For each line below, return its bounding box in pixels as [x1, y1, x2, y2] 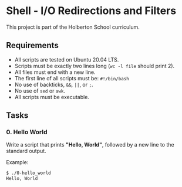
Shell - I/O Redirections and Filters [6, 4, 177, 18]
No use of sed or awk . [14, 87, 66, 94]
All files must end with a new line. [14, 69, 96, 76]
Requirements [6, 40, 59, 50]
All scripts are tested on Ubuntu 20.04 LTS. [14, 56, 119, 63]
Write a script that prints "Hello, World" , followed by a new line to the [6, 141, 174, 148]
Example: [6, 159, 29, 166]
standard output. [6, 148, 46, 155]
